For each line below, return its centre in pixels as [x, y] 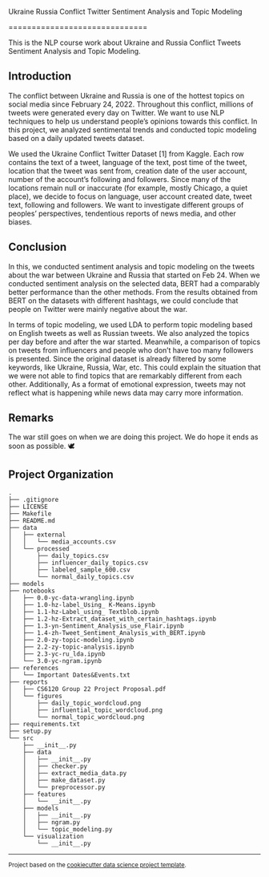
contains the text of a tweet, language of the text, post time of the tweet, [128, 162]
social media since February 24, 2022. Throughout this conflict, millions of [131, 104]
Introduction [40, 77]
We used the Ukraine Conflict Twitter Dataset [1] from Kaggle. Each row [126, 154]
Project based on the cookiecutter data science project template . [97, 865]
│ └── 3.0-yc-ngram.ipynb [55, 661]
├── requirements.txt [44, 725]
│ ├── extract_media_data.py [75, 774]
